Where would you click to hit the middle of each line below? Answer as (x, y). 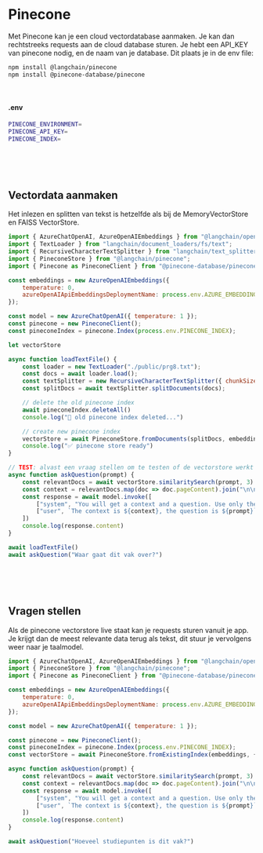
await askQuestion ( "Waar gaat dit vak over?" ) (85, 555)
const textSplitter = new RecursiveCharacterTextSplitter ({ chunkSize (140, 381)
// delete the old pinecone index (78, 403)
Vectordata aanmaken (63, 195)
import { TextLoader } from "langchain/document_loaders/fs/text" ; (121, 244)
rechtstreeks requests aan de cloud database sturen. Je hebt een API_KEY (128, 44)
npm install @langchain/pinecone (63, 67)
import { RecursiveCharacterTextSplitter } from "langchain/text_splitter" (134, 252)
